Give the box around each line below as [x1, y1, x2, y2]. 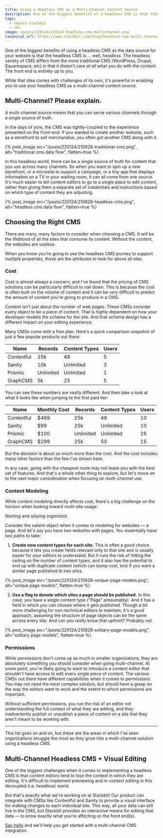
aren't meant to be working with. [5, 716, 70, 722]
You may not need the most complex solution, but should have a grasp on [5, 681, 152, 687]
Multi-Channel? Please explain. [5, 97, 102, 105]
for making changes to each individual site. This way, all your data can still [5, 803, 153, 808]
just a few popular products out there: [5, 333, 81, 340]
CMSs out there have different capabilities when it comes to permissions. [5, 676, 151, 682]
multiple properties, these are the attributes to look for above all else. [5, 256, 143, 262]
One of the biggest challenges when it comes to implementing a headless [5, 768, 152, 773]
